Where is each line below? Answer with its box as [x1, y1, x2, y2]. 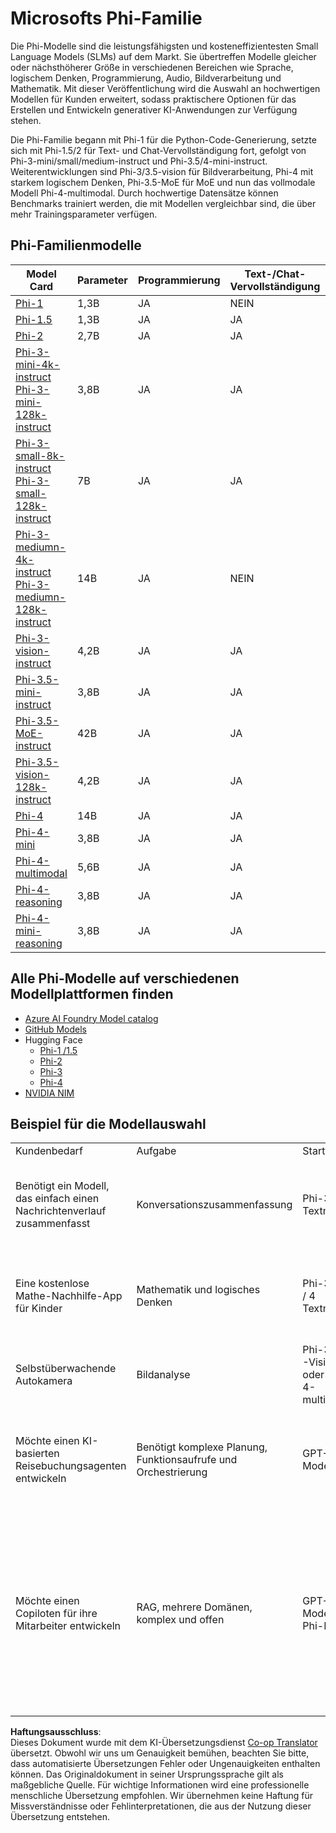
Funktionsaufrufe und [136, 1453, 238, 1467]
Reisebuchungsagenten [15, 1459, 127, 1473]
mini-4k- [15, 357, 61, 371]
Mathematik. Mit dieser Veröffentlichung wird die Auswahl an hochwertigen [10, 82, 321, 94]
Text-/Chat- [244, 267, 307, 281]
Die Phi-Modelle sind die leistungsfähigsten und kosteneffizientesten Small [10, 40, 319, 52]
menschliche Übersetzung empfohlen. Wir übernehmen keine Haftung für [10, 1790, 314, 1802]
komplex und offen [136, 1613, 225, 1627]
